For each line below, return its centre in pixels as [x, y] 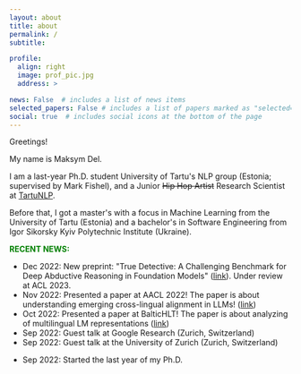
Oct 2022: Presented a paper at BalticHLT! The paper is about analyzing [155, 314]
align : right [42, 67]
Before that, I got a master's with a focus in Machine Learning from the [140, 213]
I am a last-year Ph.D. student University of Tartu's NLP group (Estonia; [140, 176]
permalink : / [34, 34]
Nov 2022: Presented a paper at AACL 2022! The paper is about [141, 295]
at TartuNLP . [32, 195]
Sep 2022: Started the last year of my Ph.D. [103, 360]
